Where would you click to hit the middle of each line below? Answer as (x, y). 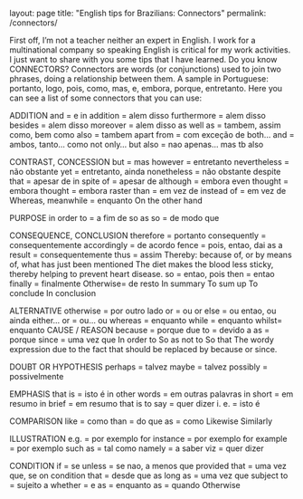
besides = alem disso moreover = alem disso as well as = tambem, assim (145, 125)
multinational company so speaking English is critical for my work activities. (150, 50)
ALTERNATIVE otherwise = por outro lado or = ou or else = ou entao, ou (143, 311)
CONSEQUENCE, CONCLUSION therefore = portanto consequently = (138, 235)
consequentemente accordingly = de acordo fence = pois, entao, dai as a (146, 245)
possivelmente (37, 376)
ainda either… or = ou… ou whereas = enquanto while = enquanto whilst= (146, 320)
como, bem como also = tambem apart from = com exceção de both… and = (152, 134)
